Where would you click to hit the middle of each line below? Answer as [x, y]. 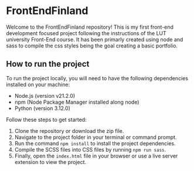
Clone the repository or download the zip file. [69, 131]
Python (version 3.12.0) [42, 108]
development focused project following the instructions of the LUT [86, 33]
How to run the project [48, 64]
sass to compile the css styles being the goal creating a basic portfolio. [92, 46]
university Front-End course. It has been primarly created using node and [95, 39]
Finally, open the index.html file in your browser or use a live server [96, 156]
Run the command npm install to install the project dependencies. [95, 143]
